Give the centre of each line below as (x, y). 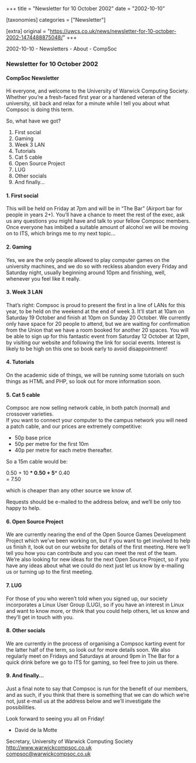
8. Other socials (26, 631)
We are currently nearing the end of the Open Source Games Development (96, 534)
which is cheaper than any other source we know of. (69, 491)
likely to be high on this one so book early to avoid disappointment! (87, 349)
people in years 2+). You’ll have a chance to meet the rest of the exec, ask (96, 215)
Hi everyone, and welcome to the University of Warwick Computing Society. (97, 91)
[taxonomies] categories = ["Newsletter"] (56, 20)
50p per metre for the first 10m (51, 444)
